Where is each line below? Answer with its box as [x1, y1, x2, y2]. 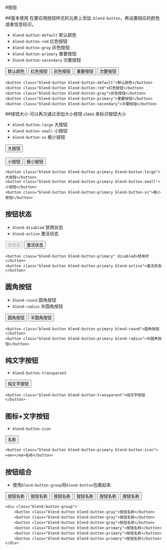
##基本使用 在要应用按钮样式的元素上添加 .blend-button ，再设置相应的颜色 [5, 15, 160, 21]
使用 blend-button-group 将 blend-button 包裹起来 [12, 482, 111, 488]
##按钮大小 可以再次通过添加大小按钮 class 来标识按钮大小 [5, 111, 126, 117]
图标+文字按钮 [5, 412, 50, 420]
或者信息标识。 [5, 22, 36, 27]
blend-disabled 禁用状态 [12, 224, 63, 230]
